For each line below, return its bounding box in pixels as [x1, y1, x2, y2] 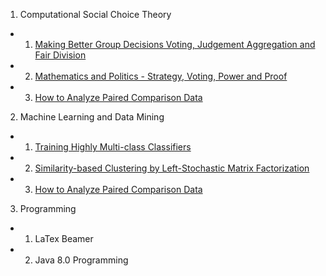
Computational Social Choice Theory [19, 9, 172, 20]
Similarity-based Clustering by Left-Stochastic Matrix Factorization [34, 162, 310, 174]
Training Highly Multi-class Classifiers [34, 141, 192, 153]
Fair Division [34, 49, 87, 61]
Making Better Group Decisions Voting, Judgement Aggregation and [34, 39, 316, 50]
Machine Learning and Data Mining [19, 111, 165, 123]
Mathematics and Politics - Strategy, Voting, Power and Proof [34, 70, 288, 82]
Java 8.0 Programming [34, 254, 129, 266]
